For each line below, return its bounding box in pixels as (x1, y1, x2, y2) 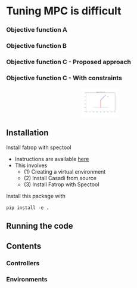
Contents (6, 241, 42, 251)
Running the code (6, 221, 73, 231)
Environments (6, 275, 48, 284)
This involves (14, 162, 48, 169)
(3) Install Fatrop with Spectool (23, 181, 99, 188)
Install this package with (6, 192, 66, 199)
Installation (6, 128, 49, 138)
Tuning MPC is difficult (6, 4, 122, 18)
